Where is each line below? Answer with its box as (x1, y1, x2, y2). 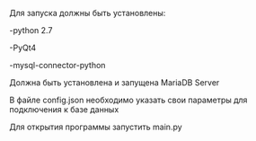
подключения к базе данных (9, 104, 119, 115)
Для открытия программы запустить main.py (9, 121, 182, 132)
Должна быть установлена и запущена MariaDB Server (9, 77, 220, 88)
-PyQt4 (9, 42, 37, 53)
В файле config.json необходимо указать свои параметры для (9, 94, 248, 105)
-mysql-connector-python (9, 60, 106, 70)
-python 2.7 (9, 25, 53, 35)
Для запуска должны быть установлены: (9, 8, 166, 18)
